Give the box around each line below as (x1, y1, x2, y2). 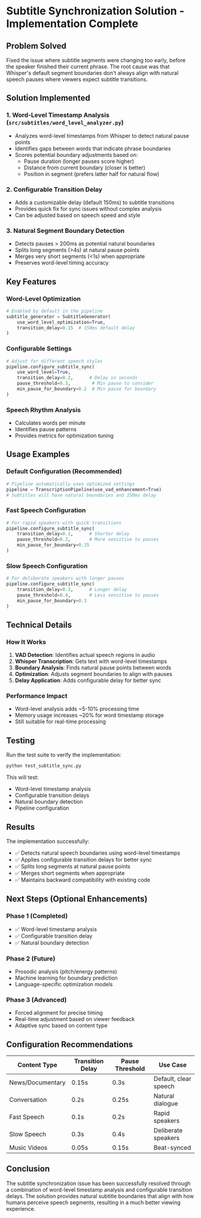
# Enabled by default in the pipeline (6, 308, 103, 314)
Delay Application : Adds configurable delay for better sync (14, 677, 162, 684)
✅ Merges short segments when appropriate (14, 869, 125, 877)
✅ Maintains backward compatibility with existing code (14, 876, 151, 883)
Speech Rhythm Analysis (6, 405, 81, 414)
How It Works (6, 638, 47, 646)
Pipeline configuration (14, 804, 69, 812)
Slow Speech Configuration (6, 562, 88, 570)
